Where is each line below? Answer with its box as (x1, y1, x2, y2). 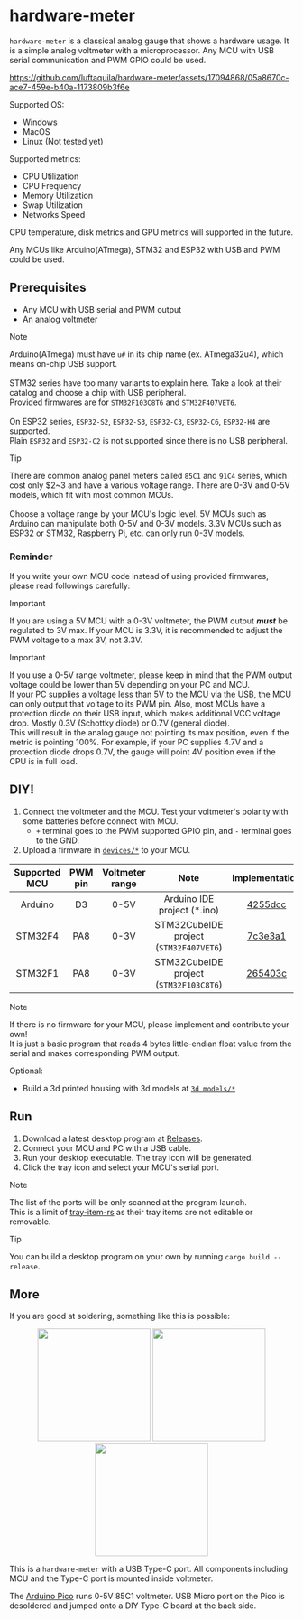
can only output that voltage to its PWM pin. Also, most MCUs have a (9, 698, 266, 709)
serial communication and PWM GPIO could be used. (9, 54, 207, 65)
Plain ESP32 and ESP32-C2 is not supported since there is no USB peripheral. (9, 435, 289, 445)
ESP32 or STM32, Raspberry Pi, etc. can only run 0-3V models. (9, 528, 245, 538)
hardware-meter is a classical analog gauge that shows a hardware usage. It (9, 35, 289, 46)
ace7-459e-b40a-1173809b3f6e (9, 81, 130, 92)
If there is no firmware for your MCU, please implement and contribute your (9, 1018, 290, 1030)
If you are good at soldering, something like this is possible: (9, 1311, 230, 1322)
